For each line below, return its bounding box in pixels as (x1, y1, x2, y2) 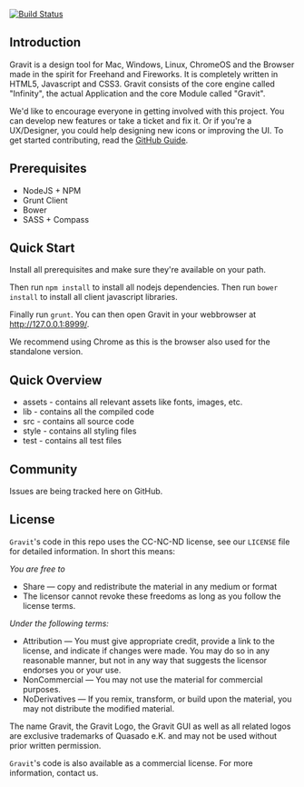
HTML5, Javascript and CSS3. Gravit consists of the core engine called (9, 78, 275, 89)
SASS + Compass (22, 214, 89, 224)
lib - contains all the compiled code (22, 406, 154, 417)
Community (9, 462, 78, 477)
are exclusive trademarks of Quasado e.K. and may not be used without (9, 730, 277, 741)
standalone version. (9, 346, 83, 357)
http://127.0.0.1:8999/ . (9, 319, 90, 330)
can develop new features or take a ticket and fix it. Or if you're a (9, 115, 252, 126)
